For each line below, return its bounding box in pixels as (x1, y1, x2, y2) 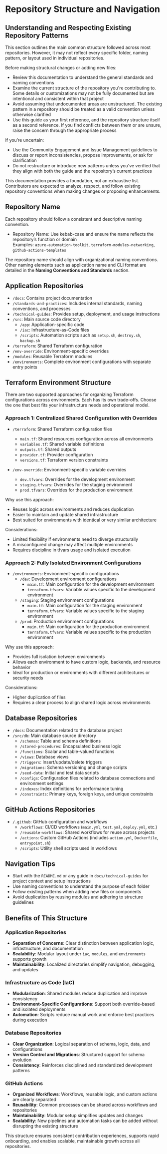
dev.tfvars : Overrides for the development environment (19, 476, 135, 482)
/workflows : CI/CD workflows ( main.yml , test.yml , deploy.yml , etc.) (19, 824, 158, 830)
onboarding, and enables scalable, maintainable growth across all (5, 1138, 140, 1144)
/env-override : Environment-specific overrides (12, 348, 109, 354)
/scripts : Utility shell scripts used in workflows (19, 845, 117, 851)
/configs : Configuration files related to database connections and (19, 775, 155, 781)
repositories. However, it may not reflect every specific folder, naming (5, 50, 149, 55)
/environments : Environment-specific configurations (12, 571, 120, 577)
